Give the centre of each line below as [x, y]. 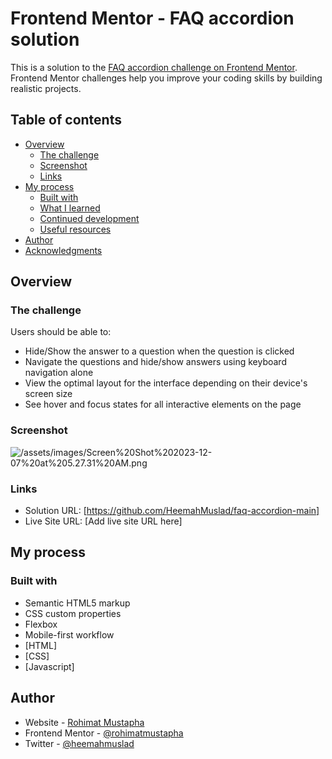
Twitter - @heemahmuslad [79, 743]
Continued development [89, 218]
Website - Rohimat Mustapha [84, 722]
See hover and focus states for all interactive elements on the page [163, 404]
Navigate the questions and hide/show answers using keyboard [155, 362]
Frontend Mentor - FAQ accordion [152, 18]
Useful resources [75, 229]
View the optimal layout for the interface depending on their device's [166, 383]
